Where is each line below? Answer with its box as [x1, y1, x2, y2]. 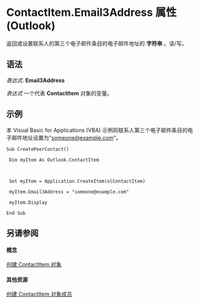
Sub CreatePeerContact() [6, 146, 69, 152]
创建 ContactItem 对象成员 [6, 290, 72, 298]
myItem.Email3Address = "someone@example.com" [9, 189, 130, 195]
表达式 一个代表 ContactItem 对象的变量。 [6, 89, 113, 97]
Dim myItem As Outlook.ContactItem [9, 156, 99, 163]
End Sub [6, 210, 26, 216]
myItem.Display [9, 199, 47, 206]
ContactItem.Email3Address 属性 [6, 5, 177, 19]
